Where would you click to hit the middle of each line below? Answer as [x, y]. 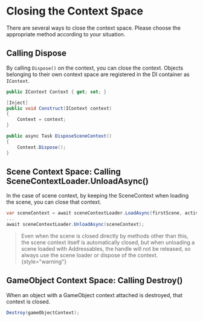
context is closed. [28, 301]
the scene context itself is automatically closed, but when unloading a [108, 242]
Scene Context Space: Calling [63, 171]
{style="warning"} [44, 262]
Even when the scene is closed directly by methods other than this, [105, 236]
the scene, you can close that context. [54, 202]
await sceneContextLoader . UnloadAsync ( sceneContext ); [76, 225]
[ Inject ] [17, 103]
